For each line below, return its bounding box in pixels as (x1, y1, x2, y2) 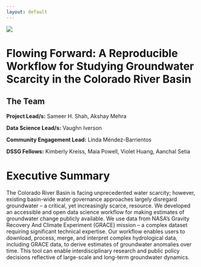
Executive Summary (6, 169, 111, 183)
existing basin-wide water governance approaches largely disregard (6, 195, 177, 203)
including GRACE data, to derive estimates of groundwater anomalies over (6, 240, 192, 248)
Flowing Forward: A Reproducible (6, 46, 178, 60)
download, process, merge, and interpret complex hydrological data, (6, 234, 178, 242)
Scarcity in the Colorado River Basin (6, 72, 192, 86)
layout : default (6, 8, 47, 15)
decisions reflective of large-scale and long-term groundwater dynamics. (6, 253, 190, 261)
